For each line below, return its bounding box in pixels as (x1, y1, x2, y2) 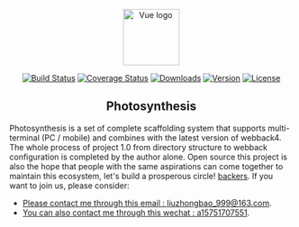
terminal (9, 132, 41, 143)
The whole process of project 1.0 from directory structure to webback (9, 141, 268, 152)
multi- (267, 123, 290, 133)
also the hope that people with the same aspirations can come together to (9, 160, 284, 171)
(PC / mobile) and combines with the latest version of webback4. (41, 132, 282, 143)
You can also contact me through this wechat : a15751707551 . (22, 207, 250, 218)
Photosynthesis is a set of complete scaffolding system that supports (9, 123, 267, 133)
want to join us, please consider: (9, 180, 131, 191)
